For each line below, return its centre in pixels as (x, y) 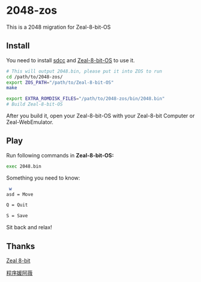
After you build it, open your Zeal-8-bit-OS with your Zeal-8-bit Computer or (100, 116)
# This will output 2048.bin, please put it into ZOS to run (84, 71)
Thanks (21, 246)
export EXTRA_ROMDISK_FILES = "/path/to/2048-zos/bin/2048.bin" (85, 99)
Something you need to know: (43, 178)
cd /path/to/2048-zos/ (34, 77)
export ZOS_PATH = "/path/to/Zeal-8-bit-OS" (60, 82)
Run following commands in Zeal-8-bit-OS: (60, 155)
